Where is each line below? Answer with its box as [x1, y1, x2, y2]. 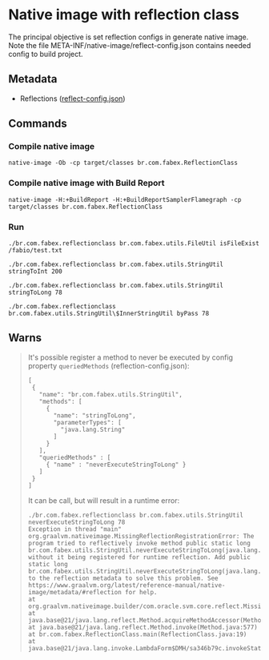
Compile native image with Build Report [8, 178, 166, 189]
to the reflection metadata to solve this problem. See [27, 574, 219, 582]
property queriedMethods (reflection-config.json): [27, 360, 190, 370]
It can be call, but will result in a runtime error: [27, 495, 180, 505]
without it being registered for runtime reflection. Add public [27, 553, 251, 561]
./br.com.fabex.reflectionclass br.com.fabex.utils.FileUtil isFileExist [8, 239, 260, 247]
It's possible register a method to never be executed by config [27, 352, 234, 362]
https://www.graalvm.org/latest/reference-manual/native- [27, 581, 226, 590]
